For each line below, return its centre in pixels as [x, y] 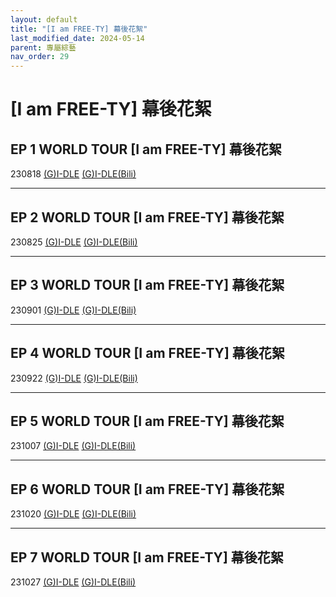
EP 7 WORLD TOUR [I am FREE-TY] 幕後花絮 [147, 557]
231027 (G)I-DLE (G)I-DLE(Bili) [73, 582]
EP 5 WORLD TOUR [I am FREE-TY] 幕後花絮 [147, 421]
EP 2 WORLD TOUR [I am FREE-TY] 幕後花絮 [147, 217]
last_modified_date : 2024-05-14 [77, 38]
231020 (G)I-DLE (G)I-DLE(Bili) [73, 514]
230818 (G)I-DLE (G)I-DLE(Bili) [73, 174]
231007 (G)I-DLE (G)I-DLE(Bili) [73, 446]
